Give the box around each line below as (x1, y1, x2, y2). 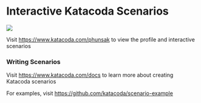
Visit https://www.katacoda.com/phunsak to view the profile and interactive (6, 35, 196, 43)
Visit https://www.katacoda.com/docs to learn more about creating (6, 71, 174, 79)
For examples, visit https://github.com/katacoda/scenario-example (6, 90, 173, 97)
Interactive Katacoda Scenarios (6, 4, 169, 18)
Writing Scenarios (6, 57, 61, 66)
